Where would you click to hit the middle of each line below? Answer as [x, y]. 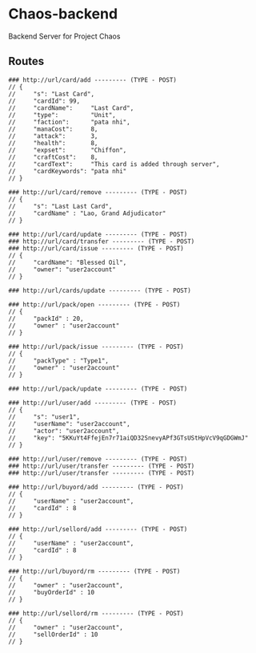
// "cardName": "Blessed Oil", [68, 262]
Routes [26, 61]
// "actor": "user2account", [64, 431]
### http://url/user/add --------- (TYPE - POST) [93, 403]
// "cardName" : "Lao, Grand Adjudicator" [87, 213]
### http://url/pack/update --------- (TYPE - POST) [98, 389]
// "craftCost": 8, [53, 157]
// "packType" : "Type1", [59, 361]
